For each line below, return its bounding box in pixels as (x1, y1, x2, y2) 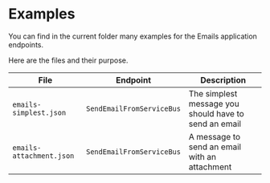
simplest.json (12, 108, 67, 117)
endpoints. (8, 39, 44, 49)
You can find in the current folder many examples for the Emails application (8, 31, 257, 41)
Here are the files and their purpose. (8, 55, 129, 65)
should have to (188, 108, 245, 119)
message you (188, 98, 239, 109)
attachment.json (12, 151, 75, 161)
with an (188, 151, 217, 162)
